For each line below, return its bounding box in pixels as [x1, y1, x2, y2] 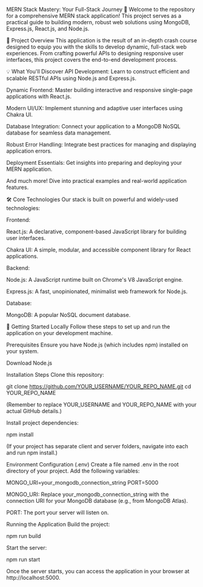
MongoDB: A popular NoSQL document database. [6, 311, 131, 318]
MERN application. [6, 165, 53, 173]
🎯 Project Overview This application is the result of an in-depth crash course [6, 37, 198, 44]
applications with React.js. [6, 93, 72, 100]
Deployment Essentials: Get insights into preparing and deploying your [6, 159, 182, 166]
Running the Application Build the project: [6, 521, 110, 528]
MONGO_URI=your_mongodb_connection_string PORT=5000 [6, 479, 159, 486]
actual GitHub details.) [6, 408, 62, 414]
